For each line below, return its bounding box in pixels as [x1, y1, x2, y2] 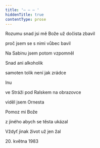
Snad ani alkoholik [5, 60, 43, 66]
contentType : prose [5, 17, 46, 22]
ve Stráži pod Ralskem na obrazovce [5, 89, 81, 95]
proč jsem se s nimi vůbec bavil [5, 40, 71, 46]
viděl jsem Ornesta [5, 99, 44, 105]
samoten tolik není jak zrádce [5, 70, 67, 76]
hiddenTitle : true [5, 12, 44, 17]
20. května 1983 [5, 138, 39, 144]
